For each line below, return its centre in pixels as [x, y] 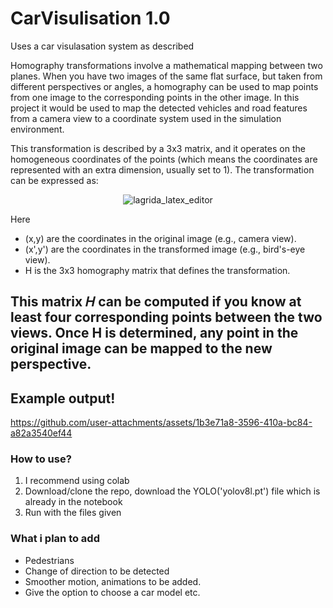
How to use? [41, 459]
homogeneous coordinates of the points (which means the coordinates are [164, 159]
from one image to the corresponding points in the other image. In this [155, 97]
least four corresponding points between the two [166, 317]
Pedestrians [49, 560]
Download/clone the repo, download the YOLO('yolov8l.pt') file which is [172, 491]
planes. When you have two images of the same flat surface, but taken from [166, 76]
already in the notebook [73, 502]
